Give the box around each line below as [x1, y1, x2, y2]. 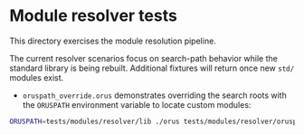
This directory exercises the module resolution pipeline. [9, 35, 217, 46]
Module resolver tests [9, 5, 178, 26]
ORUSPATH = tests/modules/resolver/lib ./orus [9, 117, 180, 126]
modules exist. [9, 72, 64, 82]
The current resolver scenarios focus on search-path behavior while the [9, 53, 278, 63]
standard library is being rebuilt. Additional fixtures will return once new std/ [9, 63, 295, 73]
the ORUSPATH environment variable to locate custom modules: [22, 99, 252, 110]
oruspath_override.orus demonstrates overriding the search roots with [22, 90, 287, 101]
